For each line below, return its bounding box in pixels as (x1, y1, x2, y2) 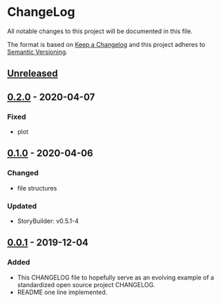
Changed (7, 168, 39, 178)
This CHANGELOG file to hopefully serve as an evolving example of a (17, 273, 214, 282)
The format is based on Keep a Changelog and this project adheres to (7, 40, 206, 48)
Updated (7, 201, 37, 211)
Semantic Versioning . (7, 48, 68, 56)
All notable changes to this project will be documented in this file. (7, 27, 193, 35)
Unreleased (7, 68, 59, 79)
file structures (17, 184, 57, 192)
